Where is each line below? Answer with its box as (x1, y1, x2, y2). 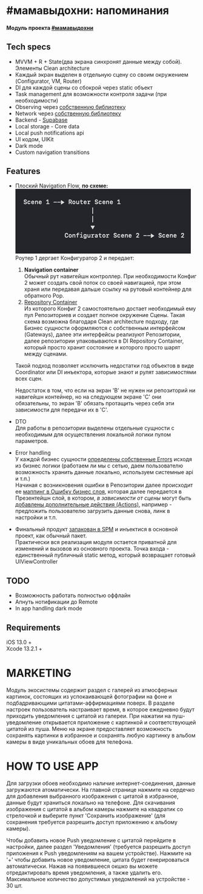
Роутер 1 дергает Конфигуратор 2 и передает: (15, 254, 135, 262)
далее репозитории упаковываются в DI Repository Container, (24, 337, 184, 344)
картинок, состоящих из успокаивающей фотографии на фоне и (6, 693, 172, 700)
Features (6, 166, 41, 176)
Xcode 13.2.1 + (6, 645, 42, 652)
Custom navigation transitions (15, 148, 90, 156)
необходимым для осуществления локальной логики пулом (15, 431, 171, 438)
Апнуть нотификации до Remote (15, 598, 98, 606)
